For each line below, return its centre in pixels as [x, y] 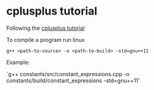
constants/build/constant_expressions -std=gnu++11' [73, 80]
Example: [18, 62]
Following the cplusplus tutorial [46, 28]
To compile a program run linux [46, 40]
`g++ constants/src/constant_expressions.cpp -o [68, 74]
